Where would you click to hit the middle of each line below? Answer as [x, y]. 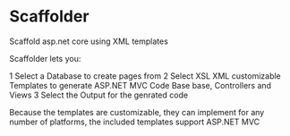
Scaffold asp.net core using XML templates [89, 41]
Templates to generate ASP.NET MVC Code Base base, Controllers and [140, 85]
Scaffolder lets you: [45, 58]
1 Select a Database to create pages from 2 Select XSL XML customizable [145, 76]
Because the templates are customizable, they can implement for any [137, 112]
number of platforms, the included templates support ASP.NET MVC [135, 122]
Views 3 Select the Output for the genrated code [99, 95]
